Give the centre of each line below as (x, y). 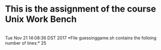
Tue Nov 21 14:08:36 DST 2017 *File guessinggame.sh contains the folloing (81, 38)
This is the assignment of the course (80, 9)
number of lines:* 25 (26, 43)
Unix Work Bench (41, 19)
